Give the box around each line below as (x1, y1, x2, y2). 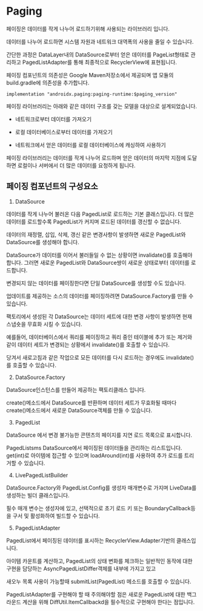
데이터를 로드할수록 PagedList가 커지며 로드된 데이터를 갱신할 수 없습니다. (6, 217, 182, 225)
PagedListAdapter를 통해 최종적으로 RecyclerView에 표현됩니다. (22, 58, 178, 66)
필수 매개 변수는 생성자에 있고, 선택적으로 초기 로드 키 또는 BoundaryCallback (6, 504, 191, 511)
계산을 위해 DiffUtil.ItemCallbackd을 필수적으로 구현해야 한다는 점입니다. (22, 598, 195, 606)
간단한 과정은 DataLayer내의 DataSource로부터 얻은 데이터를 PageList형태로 (6, 50, 190, 58)
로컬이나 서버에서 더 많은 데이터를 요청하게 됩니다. (17, 162, 136, 169)
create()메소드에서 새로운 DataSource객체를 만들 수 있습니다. (6, 406, 153, 414)
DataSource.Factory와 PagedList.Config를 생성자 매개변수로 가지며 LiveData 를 (6, 484, 197, 491)
